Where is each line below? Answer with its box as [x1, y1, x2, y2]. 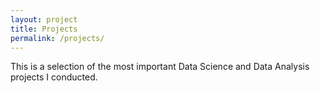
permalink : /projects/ [10, 33, 105, 43]
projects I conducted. [10, 71, 98, 83]
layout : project [10, 14, 78, 25]
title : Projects [10, 24, 78, 34]
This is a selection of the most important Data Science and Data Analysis [10, 61, 310, 73]
